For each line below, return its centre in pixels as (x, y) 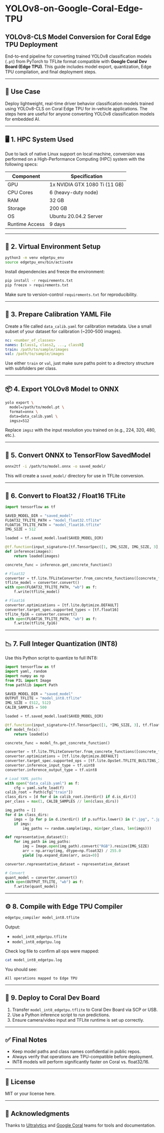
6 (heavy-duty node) (74, 192)
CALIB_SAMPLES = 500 (26, 708)
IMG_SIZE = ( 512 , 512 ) (28, 703)
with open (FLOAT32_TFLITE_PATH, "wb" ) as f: (51, 587)
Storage (17, 208)
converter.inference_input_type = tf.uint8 (50, 765)
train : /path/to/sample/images (37, 350)
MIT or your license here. (30, 1093)
